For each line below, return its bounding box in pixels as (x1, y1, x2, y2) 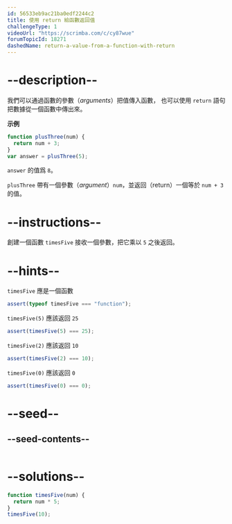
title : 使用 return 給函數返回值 (7, 17, 96, 24)
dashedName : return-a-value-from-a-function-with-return (7, 42, 175, 49)
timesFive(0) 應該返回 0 (7, 369, 75, 377)
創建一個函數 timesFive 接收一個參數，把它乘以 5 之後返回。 (7, 238, 179, 246)
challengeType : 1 (7, 23, 57, 30)
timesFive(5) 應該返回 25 (7, 314, 79, 323)
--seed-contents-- (7, 433, 90, 445)
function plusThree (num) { (7, 133, 85, 140)
